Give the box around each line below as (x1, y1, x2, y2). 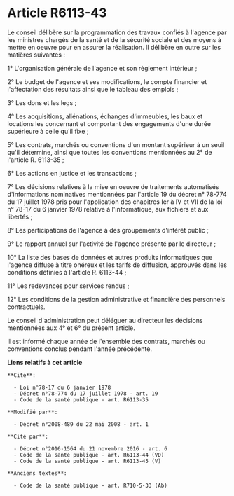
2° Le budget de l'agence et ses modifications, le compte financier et (7, 77, 207, 85)
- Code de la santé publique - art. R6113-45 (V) (13, 457, 161, 464)
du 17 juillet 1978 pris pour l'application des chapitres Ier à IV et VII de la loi (7, 198, 223, 206)
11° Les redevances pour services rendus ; (7, 282, 130, 290)
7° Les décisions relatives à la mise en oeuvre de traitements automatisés (7, 182, 219, 191)
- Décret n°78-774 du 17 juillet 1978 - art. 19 (13, 390, 158, 397)
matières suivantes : (7, 50, 65, 59)
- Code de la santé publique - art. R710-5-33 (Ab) (13, 482, 168, 489)
